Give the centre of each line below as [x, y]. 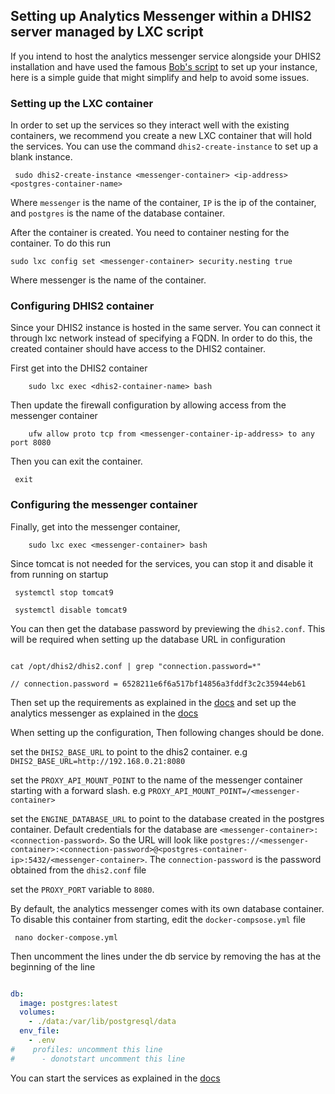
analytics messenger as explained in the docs [104, 713]
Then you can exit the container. [76, 461]
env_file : [39, 1031]
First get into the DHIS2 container [79, 368]
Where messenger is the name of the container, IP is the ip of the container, [163, 203]
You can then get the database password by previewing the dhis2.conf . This [168, 628]
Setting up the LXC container [82, 103]
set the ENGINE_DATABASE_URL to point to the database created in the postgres [167, 818]
